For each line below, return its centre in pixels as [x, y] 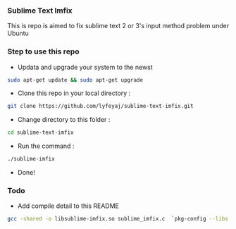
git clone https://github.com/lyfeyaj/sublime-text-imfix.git [100, 106]
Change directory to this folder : [64, 120]
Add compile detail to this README [68, 206]
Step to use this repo [43, 51]
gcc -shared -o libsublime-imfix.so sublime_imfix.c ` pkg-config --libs [118, 219]
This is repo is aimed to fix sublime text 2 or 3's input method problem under [118, 26]
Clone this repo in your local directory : [74, 93]
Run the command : [46, 146]
